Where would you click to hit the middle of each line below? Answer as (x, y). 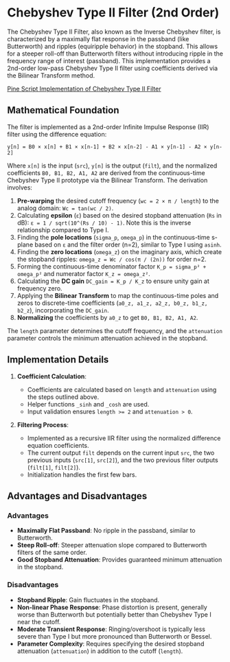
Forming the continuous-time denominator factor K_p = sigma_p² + (112, 266)
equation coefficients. (58, 445)
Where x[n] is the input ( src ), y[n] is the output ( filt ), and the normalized (112, 165)
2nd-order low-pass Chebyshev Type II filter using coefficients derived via (113, 68)
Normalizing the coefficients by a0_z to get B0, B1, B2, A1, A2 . (107, 317)
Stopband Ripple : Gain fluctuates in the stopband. (88, 600)
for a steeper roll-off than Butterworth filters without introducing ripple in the (115, 54)
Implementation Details (58, 359)
